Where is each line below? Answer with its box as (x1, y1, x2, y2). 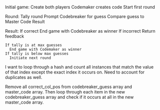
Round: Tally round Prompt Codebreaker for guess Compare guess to (5, 14, 145, 19)
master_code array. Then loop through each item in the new (5, 89, 125, 94)
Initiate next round (9, 55, 51, 60)
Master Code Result (5, 19, 45, 24)
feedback (5, 34, 24, 39)
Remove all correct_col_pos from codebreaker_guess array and (5, 84, 133, 90)
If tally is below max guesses (5, 51, 69, 56)
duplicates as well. (5, 74, 42, 80)
